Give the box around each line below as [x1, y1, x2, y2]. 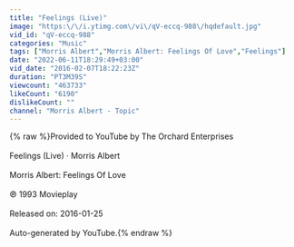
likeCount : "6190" [9, 89, 79, 98]
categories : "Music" [9, 38, 88, 48]
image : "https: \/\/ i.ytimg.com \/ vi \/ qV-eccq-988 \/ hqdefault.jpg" [9, 22, 261, 31]
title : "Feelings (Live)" [9, 13, 107, 23]
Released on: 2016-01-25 [9, 208, 103, 219]
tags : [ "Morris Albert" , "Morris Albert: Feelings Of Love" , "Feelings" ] [9, 47, 286, 56]
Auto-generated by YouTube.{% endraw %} [9, 228, 173, 239]
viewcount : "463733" [9, 81, 88, 90]
